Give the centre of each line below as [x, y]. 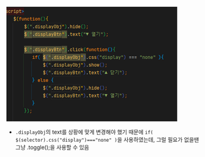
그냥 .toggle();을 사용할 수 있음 [52, 147]
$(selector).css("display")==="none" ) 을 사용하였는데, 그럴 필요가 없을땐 [107, 140]
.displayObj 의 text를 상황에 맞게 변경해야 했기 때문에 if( [84, 132]
